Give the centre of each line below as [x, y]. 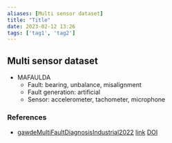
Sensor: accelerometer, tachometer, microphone [96, 99]
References [27, 117]
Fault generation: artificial [64, 92]
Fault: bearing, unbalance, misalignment [84, 85]
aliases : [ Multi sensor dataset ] [55, 13]
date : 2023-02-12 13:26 [41, 26]
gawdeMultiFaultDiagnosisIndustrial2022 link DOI [87, 133]
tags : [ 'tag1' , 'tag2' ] [41, 33]
